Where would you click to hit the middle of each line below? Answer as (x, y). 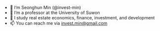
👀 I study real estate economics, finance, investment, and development (82, 18)
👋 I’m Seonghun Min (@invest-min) (45, 8)
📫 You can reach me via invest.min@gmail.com (58, 23)
